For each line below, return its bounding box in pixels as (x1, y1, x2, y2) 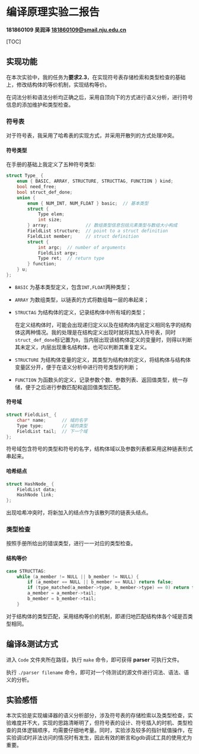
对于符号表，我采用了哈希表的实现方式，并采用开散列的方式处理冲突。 (6, 132, 178, 139)
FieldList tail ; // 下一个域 (17, 428, 88, 434)
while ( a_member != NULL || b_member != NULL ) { (17, 574, 139, 580)
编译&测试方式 (6, 639, 59, 650)
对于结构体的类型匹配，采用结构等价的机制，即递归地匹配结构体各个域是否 (6, 612, 188, 620)
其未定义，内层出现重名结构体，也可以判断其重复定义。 (14, 343, 150, 351)
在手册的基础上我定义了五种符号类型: (6, 161, 97, 168)
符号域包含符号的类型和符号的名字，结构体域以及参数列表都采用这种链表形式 (6, 446, 193, 453)
